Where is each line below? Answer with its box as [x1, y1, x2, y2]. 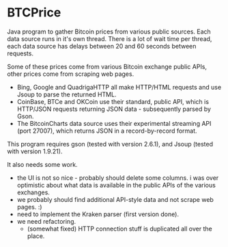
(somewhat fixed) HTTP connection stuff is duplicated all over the [27, 224, 213, 233]
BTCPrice [7, 5, 61, 21]
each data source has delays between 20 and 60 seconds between [7, 42, 197, 50]
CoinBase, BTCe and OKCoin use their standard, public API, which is [16, 97, 210, 105]
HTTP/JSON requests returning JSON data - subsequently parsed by [16, 105, 212, 113]
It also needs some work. [7, 160, 78, 168]
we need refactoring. [16, 217, 76, 225]
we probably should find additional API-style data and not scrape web [16, 195, 214, 203]
